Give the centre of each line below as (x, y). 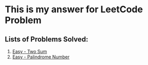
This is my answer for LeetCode (74, 9)
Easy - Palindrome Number (41, 57)
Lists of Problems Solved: (47, 39)
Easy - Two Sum (30, 51)
